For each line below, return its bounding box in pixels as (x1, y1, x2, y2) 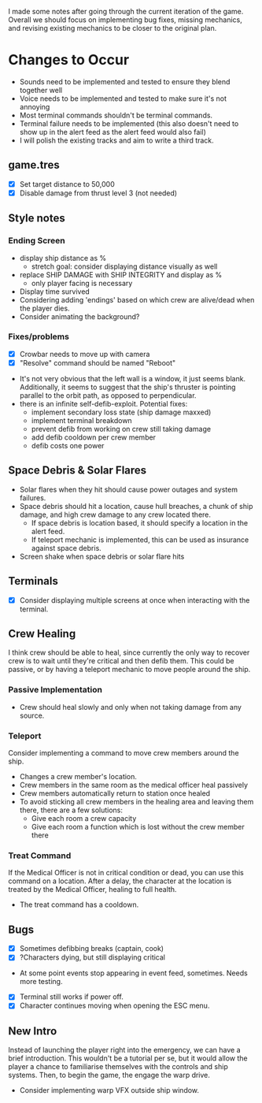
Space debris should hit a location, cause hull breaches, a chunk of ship (19, 501, 253, 511)
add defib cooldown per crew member (31, 433, 156, 442)
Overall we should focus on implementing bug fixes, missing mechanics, (8, 15, 242, 24)
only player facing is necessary (31, 278, 133, 288)
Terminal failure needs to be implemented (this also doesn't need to (19, 118, 239, 128)
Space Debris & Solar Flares (8, 464, 147, 477)
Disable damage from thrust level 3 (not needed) (19, 188, 178, 198)
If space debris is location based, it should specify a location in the (31, 518, 249, 527)
